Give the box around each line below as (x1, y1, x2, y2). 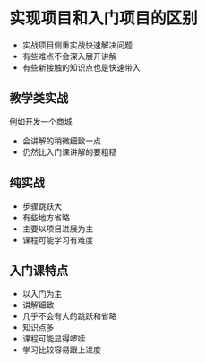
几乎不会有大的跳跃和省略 (21, 311, 117, 322)
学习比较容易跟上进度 (21, 344, 101, 355)
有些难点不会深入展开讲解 (21, 50, 117, 61)
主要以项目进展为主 (21, 223, 94, 234)
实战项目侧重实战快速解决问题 (21, 39, 133, 50)
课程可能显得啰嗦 (21, 333, 86, 344)
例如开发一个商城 (9, 116, 73, 126)
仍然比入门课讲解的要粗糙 (21, 146, 117, 157)
